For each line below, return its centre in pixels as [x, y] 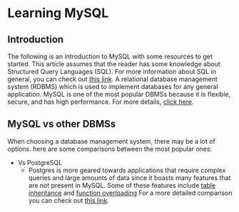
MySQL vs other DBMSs [62, 124]
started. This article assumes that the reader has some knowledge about [114, 64]
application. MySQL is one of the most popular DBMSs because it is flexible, [119, 94]
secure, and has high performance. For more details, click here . [101, 102]
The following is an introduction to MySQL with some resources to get [110, 56]
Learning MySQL [58, 13]
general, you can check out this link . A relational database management [112, 79]
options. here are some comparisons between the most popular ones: [110, 149]
